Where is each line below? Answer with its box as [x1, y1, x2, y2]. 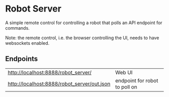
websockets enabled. [5, 40, 50, 46]
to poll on [115, 83, 137, 90]
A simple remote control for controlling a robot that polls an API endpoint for [5, 20, 162, 26]
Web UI [115, 69, 133, 76]
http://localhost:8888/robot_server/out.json [8, 80, 111, 87]
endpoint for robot [115, 77, 158, 84]
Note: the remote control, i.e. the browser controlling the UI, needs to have [5, 35, 159, 41]
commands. [5, 25, 30, 31]
